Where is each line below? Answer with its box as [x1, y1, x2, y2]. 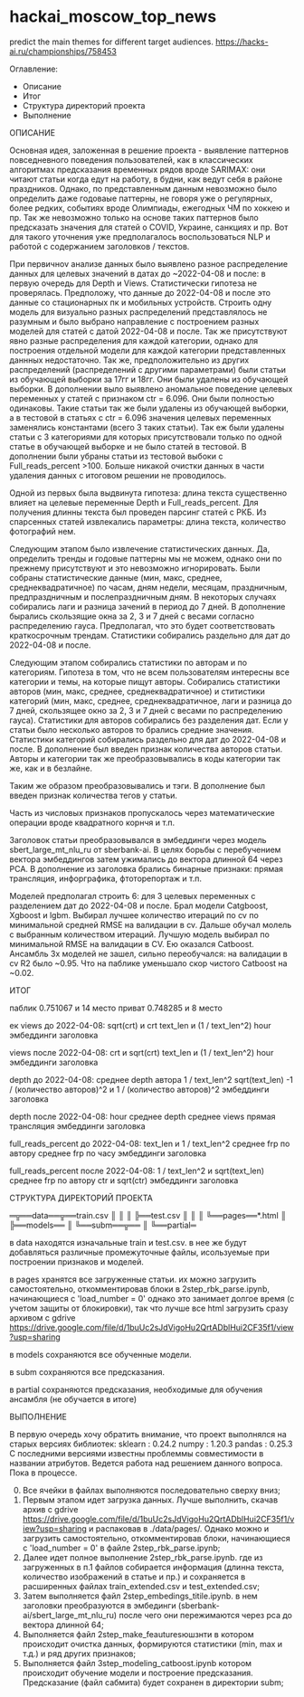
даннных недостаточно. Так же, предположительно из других [9, 355, 250, 365]
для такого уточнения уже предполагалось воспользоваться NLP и [9, 231, 271, 242]
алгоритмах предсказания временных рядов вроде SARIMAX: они [9, 164, 266, 175]
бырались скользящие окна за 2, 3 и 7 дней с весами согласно [9, 611, 255, 621]
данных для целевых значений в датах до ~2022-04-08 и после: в [9, 268, 266, 279]
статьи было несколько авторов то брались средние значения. [9, 724, 255, 735]
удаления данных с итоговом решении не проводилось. [9, 469, 227, 480]
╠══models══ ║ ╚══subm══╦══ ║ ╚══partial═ [9, 1219, 197, 1230]
